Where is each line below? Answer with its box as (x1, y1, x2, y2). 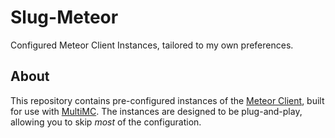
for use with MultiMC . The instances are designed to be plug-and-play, (10, 105, 303, 117)
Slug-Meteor (10, 6, 119, 29)
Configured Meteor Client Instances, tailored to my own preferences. (10, 39, 294, 51)
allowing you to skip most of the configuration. (10, 116, 202, 128)
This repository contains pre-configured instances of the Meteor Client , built (10, 94, 325, 106)
